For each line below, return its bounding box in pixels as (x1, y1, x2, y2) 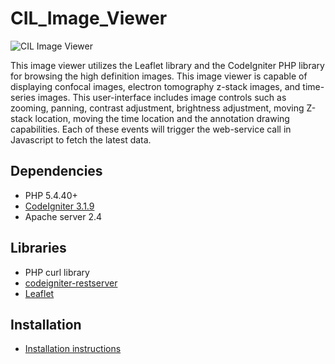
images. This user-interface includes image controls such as (37, 91, 287, 103)
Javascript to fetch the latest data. (10, 133, 152, 146)
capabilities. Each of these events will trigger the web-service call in (10, 123, 292, 135)
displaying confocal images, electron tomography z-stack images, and (10, 80, 301, 92)
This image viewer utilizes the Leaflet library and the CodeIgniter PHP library (10, 59, 325, 71)
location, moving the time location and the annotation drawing (34, 112, 290, 124)
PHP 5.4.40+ (24, 189, 78, 201)
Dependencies (10, 163, 103, 180)
